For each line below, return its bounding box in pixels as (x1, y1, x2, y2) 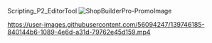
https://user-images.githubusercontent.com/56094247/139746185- (7, 20, 205, 28)
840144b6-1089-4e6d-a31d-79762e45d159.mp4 (7, 28, 151, 36)
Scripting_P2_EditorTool (7, 7, 78, 15)
